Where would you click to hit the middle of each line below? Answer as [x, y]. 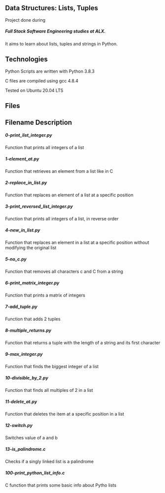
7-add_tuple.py [21, 306]
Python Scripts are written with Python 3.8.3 [50, 71]
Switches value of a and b [31, 437]
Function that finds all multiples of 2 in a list [49, 390]
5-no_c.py [16, 259]
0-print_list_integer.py [29, 135]
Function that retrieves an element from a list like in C [59, 171]
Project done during [25, 20]
